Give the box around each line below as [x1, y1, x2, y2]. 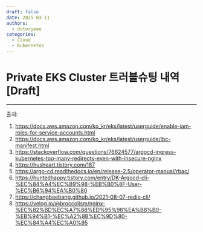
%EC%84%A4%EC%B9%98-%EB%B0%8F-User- [14, 180, 142, 188]
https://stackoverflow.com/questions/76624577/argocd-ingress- [14, 148, 176, 155]
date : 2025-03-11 [6, 15, 50, 21]
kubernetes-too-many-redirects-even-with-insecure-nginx [14, 154, 162, 162]
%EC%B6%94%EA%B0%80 [14, 187, 88, 194]
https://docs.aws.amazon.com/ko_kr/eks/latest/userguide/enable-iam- [14, 122, 192, 130]
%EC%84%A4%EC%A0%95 [14, 219, 88, 226]
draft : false [6, 8, 39, 15]
